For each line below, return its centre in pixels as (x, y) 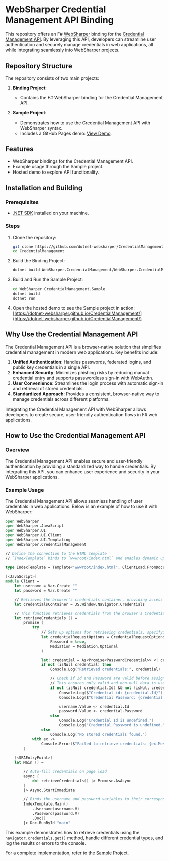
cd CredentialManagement (38, 251)
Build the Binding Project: (39, 261)
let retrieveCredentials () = (46, 618)
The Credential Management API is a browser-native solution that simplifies (83, 347)
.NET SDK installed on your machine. (51, 213)
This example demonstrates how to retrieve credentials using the (72, 832)
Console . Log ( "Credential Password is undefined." (112, 725)
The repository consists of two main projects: (52, 78)
